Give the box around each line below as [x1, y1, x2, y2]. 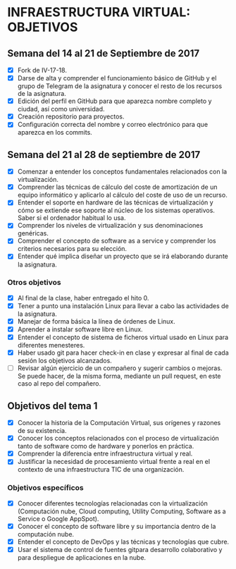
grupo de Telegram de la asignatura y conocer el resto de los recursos [17, 82, 223, 90]
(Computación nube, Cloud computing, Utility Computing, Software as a [17, 507, 227, 515]
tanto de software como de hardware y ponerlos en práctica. [17, 442, 194, 451]
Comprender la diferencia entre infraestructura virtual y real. [17, 449, 193, 458]
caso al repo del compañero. [17, 379, 101, 388]
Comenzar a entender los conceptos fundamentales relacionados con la [17, 167, 228, 176]
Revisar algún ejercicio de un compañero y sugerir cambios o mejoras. [17, 364, 223, 372]
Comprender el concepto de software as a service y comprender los [17, 237, 216, 245]
